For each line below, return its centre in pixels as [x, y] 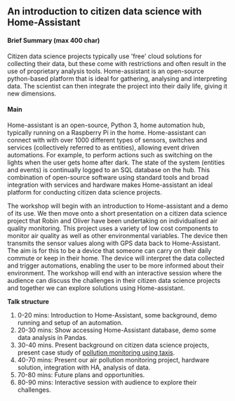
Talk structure [28, 301]
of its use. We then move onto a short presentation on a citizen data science [117, 213]
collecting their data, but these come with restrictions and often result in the [117, 63]
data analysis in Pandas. [52, 337]
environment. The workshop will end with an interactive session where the [115, 272]
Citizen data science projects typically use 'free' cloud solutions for [105, 56]
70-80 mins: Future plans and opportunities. [81, 374]
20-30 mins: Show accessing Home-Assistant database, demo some [117, 330]
